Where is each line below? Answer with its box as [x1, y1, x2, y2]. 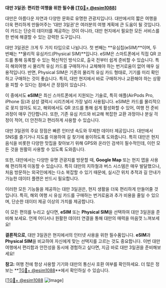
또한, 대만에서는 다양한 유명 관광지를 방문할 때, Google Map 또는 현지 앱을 [5, 157, 150, 163]
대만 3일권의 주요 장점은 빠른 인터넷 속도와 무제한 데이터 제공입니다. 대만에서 [5, 128, 154, 134]
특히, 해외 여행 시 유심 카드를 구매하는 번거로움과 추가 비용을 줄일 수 [19, 192, 150, 198]
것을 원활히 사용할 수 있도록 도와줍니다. [10, 146, 86, 152]
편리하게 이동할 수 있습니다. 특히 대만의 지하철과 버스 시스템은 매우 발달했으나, [10, 163, 161, 169]
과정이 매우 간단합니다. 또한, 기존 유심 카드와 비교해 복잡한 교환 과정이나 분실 [5, 111, 153, 117]
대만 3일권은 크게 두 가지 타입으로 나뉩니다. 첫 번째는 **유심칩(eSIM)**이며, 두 [5, 45, 157, 50]
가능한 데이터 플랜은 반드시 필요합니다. [5, 176, 79, 181]
